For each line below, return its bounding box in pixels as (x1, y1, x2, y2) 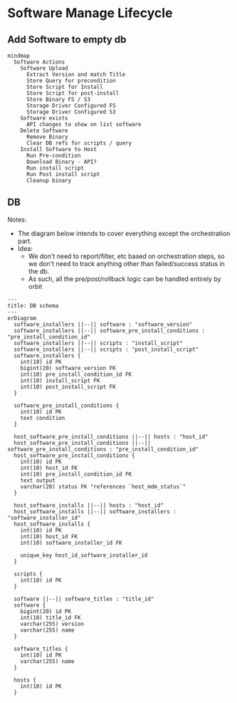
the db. (28, 267, 50, 275)
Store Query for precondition (26, 77, 116, 84)
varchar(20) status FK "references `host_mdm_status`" (20, 483, 186, 490)
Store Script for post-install (26, 90, 120, 97)
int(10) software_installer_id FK (20, 539, 122, 546)
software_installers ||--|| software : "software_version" (14, 321, 193, 328)
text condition (20, 414, 65, 421)
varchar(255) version (20, 620, 84, 627)
